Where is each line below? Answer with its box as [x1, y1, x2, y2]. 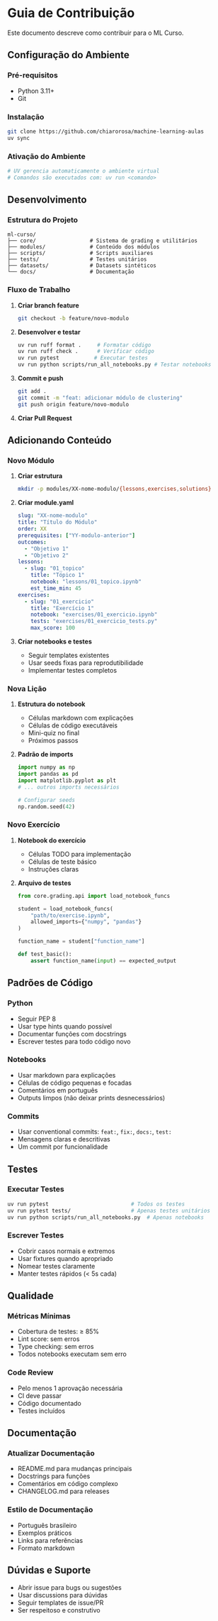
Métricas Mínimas [7, 1311, 71, 1321]
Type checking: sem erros [17, 1343, 94, 1351]
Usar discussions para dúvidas [17, 1590, 108, 1599]
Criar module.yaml [17, 499, 74, 507]
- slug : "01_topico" [24, 565, 85, 573]
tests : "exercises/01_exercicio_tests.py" [30, 618, 158, 625]
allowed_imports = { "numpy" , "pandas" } [30, 918, 142, 926]
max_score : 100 [30, 624, 76, 631]
